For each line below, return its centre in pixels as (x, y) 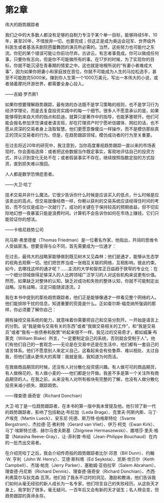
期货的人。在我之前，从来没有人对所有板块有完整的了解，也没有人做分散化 (84, 379)
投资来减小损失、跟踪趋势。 (33, 385)
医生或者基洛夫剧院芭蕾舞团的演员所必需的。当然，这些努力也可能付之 (80, 47)
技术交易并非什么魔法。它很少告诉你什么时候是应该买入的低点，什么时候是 (80, 195)
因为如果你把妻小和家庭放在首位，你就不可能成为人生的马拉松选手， (84, 71)
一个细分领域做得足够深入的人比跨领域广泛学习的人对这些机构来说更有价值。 (82, 274)
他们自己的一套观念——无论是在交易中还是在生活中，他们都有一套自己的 (86, 344)
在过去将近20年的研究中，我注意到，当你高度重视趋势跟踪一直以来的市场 (78, 145)
